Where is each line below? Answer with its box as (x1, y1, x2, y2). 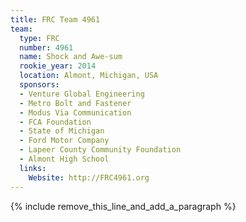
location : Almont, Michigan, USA (19, 71, 159, 81)
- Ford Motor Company (19, 136, 110, 146)
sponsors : (19, 80, 60, 90)
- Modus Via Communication (19, 107, 132, 118)
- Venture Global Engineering (19, 89, 145, 99)
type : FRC (19, 33, 60, 43)
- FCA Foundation (19, 117, 92, 127)
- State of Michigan (19, 126, 105, 136)
